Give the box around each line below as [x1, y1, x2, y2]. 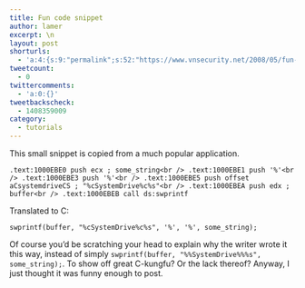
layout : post [9, 38, 59, 48]
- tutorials [17, 124, 64, 133]
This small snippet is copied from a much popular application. [9, 148, 240, 159]
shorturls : [9, 47, 51, 56]
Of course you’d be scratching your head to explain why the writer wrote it [9, 239, 288, 250]
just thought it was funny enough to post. [9, 268, 163, 278]
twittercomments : [9, 81, 75, 90]
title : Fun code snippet [9, 13, 103, 23]
